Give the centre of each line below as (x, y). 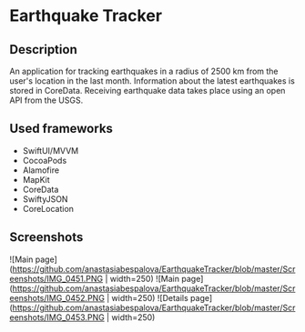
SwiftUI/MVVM (51, 150)
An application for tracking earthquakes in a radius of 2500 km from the (144, 71)
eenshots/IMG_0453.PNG (57, 317)
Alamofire (41, 170)
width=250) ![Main (145, 278)
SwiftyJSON (45, 199)
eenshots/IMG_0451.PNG (56, 278)
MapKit (36, 179)
